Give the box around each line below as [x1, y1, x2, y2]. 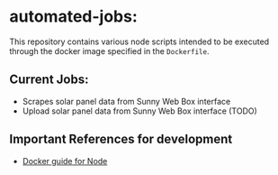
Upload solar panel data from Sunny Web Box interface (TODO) [22, 106, 258, 116]
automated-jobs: [9, 6, 138, 27]
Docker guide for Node [22, 155, 108, 166]
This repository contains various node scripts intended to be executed [9, 36, 270, 47]
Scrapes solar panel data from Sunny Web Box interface [22, 96, 231, 106]
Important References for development [9, 132, 233, 147]
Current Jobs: [9, 72, 89, 87]
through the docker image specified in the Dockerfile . [9, 45, 210, 56]
